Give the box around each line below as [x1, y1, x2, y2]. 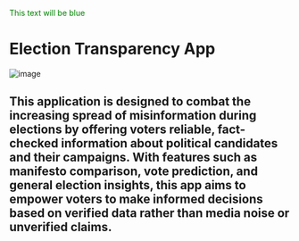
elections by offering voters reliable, [9, 122, 216, 137]
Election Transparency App [9, 39, 216, 59]
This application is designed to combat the [9, 94, 252, 110]
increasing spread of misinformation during [9, 108, 257, 123]
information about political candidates [61, 136, 278, 151]
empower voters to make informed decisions [9, 192, 263, 207]
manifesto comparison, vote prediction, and [9, 164, 259, 179]
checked [9, 136, 59, 151]
